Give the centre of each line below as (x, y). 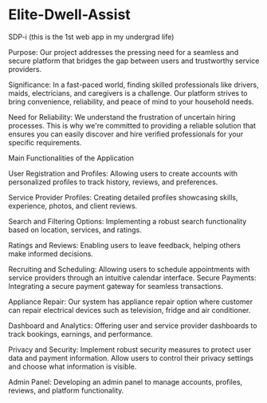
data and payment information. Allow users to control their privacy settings (131, 358)
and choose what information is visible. (73, 366)
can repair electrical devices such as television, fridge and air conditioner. (130, 310)
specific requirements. (45, 142)
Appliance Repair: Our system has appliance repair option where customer (131, 302)
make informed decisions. (51, 254)
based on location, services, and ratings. (75, 230)
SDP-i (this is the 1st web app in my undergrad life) (91, 37)
